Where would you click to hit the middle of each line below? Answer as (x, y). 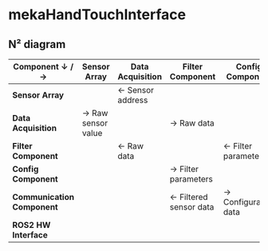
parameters (191, 179)
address (133, 100)
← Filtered (189, 197)
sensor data (192, 207)
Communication (43, 197)
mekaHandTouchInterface (97, 15)
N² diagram (37, 44)
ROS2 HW (32, 225)
